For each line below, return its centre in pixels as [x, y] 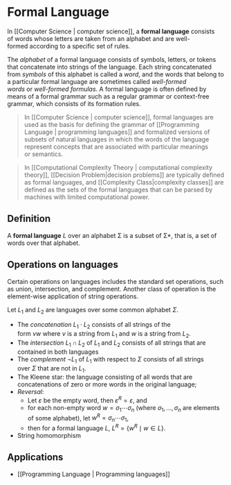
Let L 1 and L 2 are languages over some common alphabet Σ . [93, 310]
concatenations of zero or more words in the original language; [107, 384]
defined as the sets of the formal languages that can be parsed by [118, 189]
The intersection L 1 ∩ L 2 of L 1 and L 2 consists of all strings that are [111, 343]
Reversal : [30, 392]
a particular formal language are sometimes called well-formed [97, 81]
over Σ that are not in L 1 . [52, 369]
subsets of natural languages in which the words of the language [117, 139]
